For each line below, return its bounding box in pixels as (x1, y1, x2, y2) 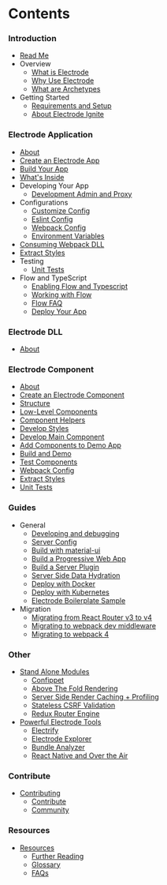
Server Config (31, 537, 77, 546)
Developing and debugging (31, 528, 120, 538)
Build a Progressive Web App (31, 553, 126, 563)
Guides (8, 502, 37, 513)
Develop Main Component (19, 432, 105, 442)
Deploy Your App (31, 306, 87, 316)
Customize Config (31, 206, 91, 216)
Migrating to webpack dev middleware (31, 621, 156, 630)
